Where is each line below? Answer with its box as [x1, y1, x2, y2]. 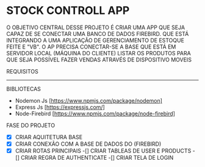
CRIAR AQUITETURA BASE [15, 133, 83, 140]
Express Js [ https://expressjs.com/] [15, 103, 105, 111]
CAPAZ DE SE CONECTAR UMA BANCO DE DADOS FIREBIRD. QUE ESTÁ [6, 30, 189, 37]
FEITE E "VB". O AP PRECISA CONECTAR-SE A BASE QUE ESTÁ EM [6, 43, 176, 50]
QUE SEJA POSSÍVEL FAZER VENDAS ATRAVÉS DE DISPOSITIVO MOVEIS [6, 56, 192, 63]
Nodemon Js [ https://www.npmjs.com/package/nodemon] [15, 97, 163, 104]
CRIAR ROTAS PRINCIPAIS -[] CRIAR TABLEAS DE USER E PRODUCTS [15, 147, 192, 155]
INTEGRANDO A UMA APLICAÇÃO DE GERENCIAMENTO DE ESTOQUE [6, 36, 185, 44]
